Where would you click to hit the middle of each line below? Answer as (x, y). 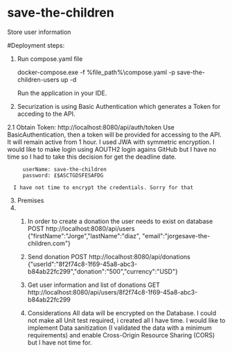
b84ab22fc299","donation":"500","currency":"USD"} (102, 271)
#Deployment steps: (36, 45)
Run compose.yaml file (50, 59)
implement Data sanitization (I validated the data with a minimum (120, 328)
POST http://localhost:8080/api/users (81, 228)
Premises (30, 200)
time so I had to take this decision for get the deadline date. (92, 157)
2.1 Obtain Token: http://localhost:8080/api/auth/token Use (91, 127)
